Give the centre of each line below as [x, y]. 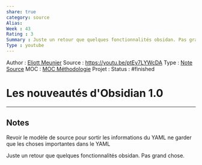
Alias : [14, 23]
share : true [21, 12]
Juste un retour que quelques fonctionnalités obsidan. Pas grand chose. [96, 155]
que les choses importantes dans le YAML [58, 144]
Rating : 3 [20, 34]
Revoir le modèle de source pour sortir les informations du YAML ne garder [99, 137]
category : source [28, 17]
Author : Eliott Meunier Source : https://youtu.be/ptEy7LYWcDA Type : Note [99, 62]
